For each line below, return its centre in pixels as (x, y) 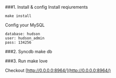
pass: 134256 (18, 42)
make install (18, 16)
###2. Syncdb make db (29, 51)
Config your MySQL (25, 25)
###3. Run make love (26, 61)
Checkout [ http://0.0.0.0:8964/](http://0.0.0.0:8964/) (58, 70)
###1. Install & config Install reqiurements (47, 7)
